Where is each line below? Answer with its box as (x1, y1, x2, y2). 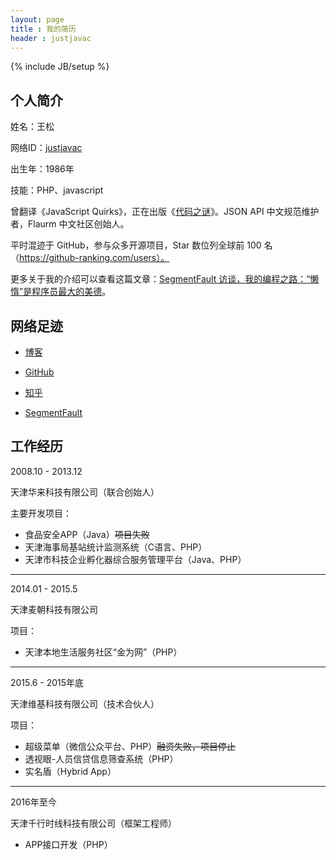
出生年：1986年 (10, 163, 75, 175)
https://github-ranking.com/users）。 (19, 252, 170, 264)
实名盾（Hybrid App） (24, 765, 117, 777)
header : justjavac (10, 33, 92, 43)
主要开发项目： (10, 507, 72, 519)
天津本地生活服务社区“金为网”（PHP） (24, 646, 183, 658)
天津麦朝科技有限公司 (10, 603, 98, 615)
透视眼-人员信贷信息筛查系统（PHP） (24, 752, 179, 765)
